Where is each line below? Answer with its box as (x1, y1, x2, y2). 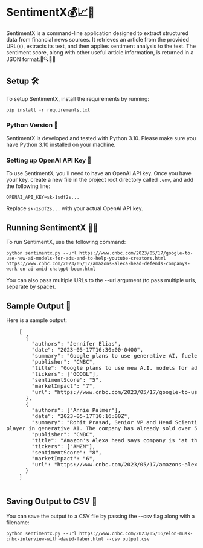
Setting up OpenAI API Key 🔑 (6, 156, 92, 164)
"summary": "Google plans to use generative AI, (31, 352, 179, 359)
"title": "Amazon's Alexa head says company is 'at (31, 437, 188, 443)
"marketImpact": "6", (31, 455, 96, 462)
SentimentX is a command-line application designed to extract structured (6, 29, 189, 37)
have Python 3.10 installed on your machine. (6, 141, 116, 149)
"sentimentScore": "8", (31, 449, 102, 456)
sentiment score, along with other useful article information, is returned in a (6, 48, 194, 56)
